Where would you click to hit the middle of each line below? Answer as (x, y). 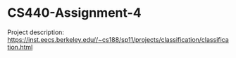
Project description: (36, 32)
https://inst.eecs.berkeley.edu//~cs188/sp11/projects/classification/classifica (118, 39)
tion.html (20, 47)
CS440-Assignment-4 (75, 13)
